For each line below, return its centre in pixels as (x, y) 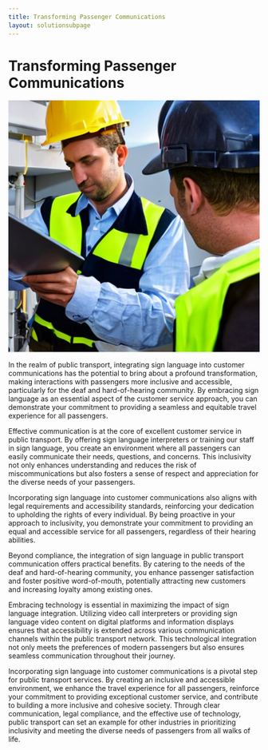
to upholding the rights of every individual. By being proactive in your (122, 514)
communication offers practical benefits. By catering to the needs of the (127, 564)
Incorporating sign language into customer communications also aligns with (133, 498)
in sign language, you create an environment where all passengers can (124, 448)
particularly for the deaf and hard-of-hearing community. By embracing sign (134, 391)
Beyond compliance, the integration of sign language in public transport (126, 556)
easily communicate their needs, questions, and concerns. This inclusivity (130, 457)
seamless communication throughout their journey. (92, 656)
